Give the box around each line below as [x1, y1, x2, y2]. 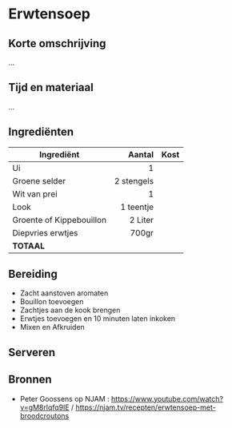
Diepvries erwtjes [12, 227, 78, 238]
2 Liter [129, 214, 154, 225]
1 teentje [119, 201, 154, 212]
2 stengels [114, 175, 154, 186]
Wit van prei [12, 188, 58, 200]
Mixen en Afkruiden [19, 323, 86, 332]
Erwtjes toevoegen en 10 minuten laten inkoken [19, 314, 176, 323]
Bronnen [8, 373, 52, 386]
